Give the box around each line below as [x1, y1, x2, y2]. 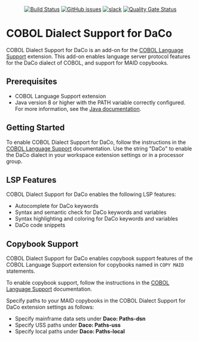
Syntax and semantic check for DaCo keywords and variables [14, 209, 167, 216]
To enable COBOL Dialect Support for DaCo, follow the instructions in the [6, 138, 186, 146]
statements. [6, 267, 36, 275]
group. [6, 158, 23, 165]
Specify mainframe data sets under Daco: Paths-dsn [14, 315, 146, 322]
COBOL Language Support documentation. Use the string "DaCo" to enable [6, 144, 192, 152]
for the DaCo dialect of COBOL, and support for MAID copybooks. [6, 59, 169, 66]
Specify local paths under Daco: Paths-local [14, 328, 125, 335]
